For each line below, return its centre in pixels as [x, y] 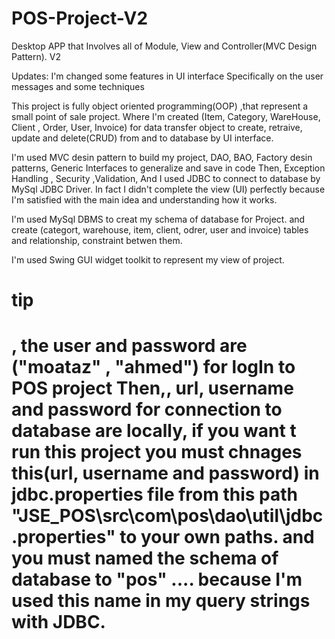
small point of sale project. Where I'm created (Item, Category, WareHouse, [166, 116]
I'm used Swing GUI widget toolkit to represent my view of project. [148, 259]
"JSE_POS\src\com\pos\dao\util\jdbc [167, 516]
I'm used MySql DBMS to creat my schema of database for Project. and [158, 219]
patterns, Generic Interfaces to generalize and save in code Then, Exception [168, 168]
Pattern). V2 [36, 56]
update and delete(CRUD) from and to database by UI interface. [142, 138]
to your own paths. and [217, 537]
